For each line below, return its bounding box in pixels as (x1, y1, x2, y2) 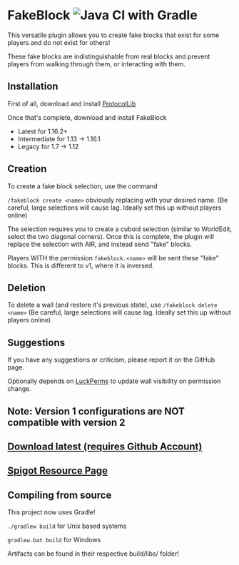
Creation (7, 163, 47, 175)
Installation (7, 81, 59, 93)
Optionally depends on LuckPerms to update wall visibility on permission (7, 377, 221, 385)
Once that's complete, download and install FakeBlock (7, 113, 167, 121)
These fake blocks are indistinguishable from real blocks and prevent (7, 52, 210, 61)
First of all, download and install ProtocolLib (7, 99, 136, 108)
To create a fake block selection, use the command (7, 182, 158, 190)
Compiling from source (7, 489, 112, 501)
